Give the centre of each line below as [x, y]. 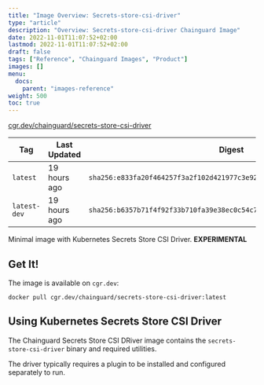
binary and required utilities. [112, 348]
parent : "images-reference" [68, 88]
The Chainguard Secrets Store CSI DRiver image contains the [107, 340]
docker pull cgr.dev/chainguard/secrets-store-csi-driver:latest [117, 297]
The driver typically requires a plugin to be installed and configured [117, 364]
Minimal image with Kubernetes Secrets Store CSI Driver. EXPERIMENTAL [128, 240]
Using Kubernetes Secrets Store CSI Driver [115, 322]
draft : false [29, 52]
